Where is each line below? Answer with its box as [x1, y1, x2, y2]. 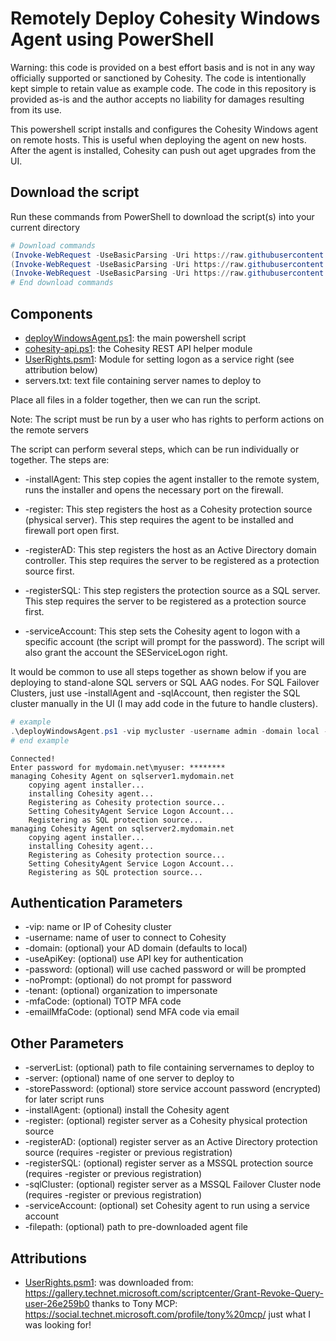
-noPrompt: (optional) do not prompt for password [24, 974, 232, 986]
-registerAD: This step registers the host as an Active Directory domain [24, 543, 317, 556]
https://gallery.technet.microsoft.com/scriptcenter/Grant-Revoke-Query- [24, 1287, 325, 1299]
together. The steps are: [10, 453, 110, 466]
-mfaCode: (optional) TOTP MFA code [24, 995, 182, 1007]
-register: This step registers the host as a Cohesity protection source [24, 503, 313, 515]
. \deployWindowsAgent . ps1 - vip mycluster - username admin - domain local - [10, 726, 329, 736]
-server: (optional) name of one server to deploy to [24, 1072, 235, 1084]
